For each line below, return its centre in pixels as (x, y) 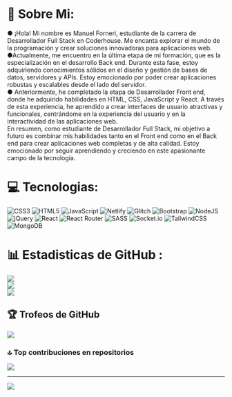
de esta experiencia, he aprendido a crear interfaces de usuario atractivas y (115, 106)
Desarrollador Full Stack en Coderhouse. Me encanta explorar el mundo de (114, 40)
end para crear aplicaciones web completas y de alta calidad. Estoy (103, 143)
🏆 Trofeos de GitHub (54, 314)
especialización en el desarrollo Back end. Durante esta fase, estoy (103, 62)
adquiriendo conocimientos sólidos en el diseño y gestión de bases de (107, 70)
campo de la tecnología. (41, 157)
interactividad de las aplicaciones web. (62, 121)
